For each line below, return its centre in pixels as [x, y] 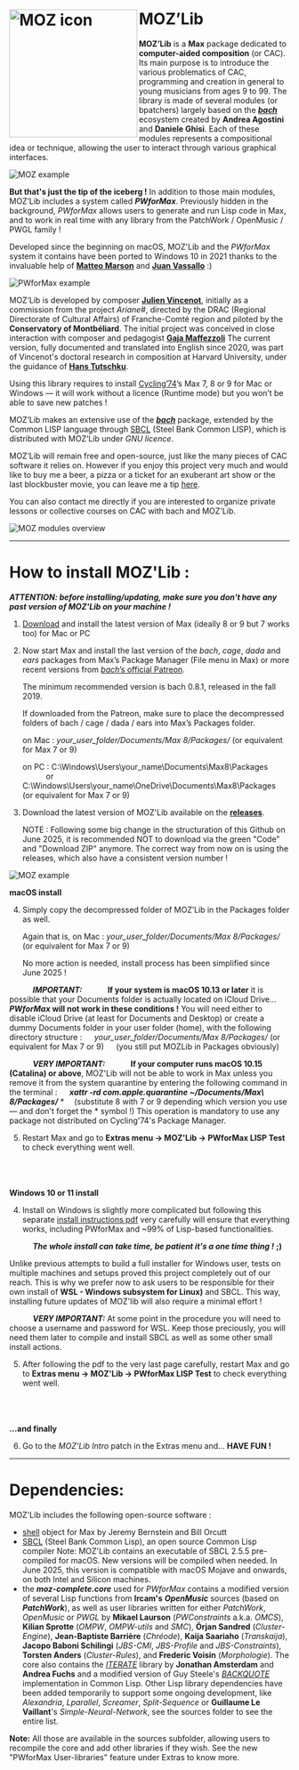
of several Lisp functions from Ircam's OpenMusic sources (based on [150, 1598]
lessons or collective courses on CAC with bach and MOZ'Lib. [122, 511]
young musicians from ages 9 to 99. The [213, 91]
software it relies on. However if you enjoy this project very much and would [149, 465]
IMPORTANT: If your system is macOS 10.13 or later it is [148, 990]
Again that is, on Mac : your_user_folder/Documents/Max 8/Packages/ [151, 936]
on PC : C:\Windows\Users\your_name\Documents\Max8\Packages [145, 766]
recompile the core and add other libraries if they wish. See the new [133, 1748]
